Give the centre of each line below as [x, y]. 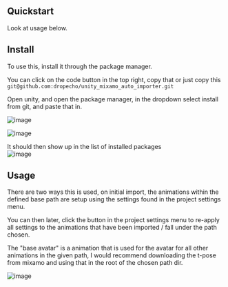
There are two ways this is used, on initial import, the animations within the [113, 192]
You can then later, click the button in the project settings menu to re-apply [114, 220]
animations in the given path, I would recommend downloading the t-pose [112, 255]
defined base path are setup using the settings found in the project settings [114, 199]
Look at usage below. [37, 28]
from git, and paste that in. [45, 106]
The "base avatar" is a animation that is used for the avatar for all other [108, 248]
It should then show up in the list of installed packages [84, 146]
